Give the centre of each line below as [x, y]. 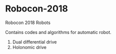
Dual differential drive [34, 42]
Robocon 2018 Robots [28, 22]
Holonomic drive [29, 47]
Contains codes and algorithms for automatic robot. [58, 32]
